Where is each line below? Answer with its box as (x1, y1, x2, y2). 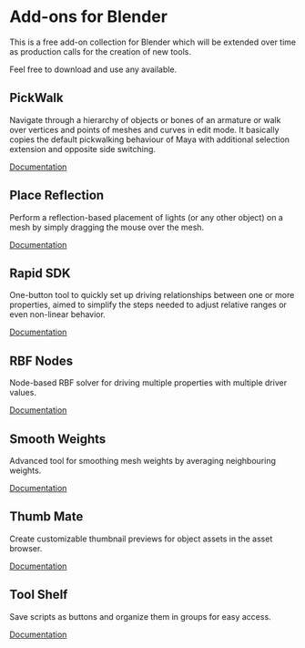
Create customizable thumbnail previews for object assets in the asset (9, 533, 273, 544)
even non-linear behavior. (9, 309, 107, 320)
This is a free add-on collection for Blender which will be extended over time (9, 36, 297, 47)
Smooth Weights (9, 431, 107, 447)
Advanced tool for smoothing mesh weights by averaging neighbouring (9, 456, 276, 466)
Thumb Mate (9, 509, 84, 525)
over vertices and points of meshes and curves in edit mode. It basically (9, 124, 280, 135)
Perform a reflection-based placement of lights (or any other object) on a (9, 211, 284, 222)
